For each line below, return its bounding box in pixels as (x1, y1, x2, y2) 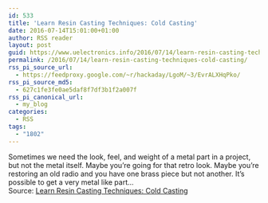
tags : (8, 123, 26, 131)
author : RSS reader (8, 33, 73, 42)
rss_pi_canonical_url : (8, 93, 84, 101)
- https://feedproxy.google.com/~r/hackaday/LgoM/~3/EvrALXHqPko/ (15, 71, 241, 79)
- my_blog (15, 100, 48, 108)
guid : (8, 49, 26, 57)
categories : (8, 108, 48, 116)
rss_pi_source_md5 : (8, 78, 73, 86)
